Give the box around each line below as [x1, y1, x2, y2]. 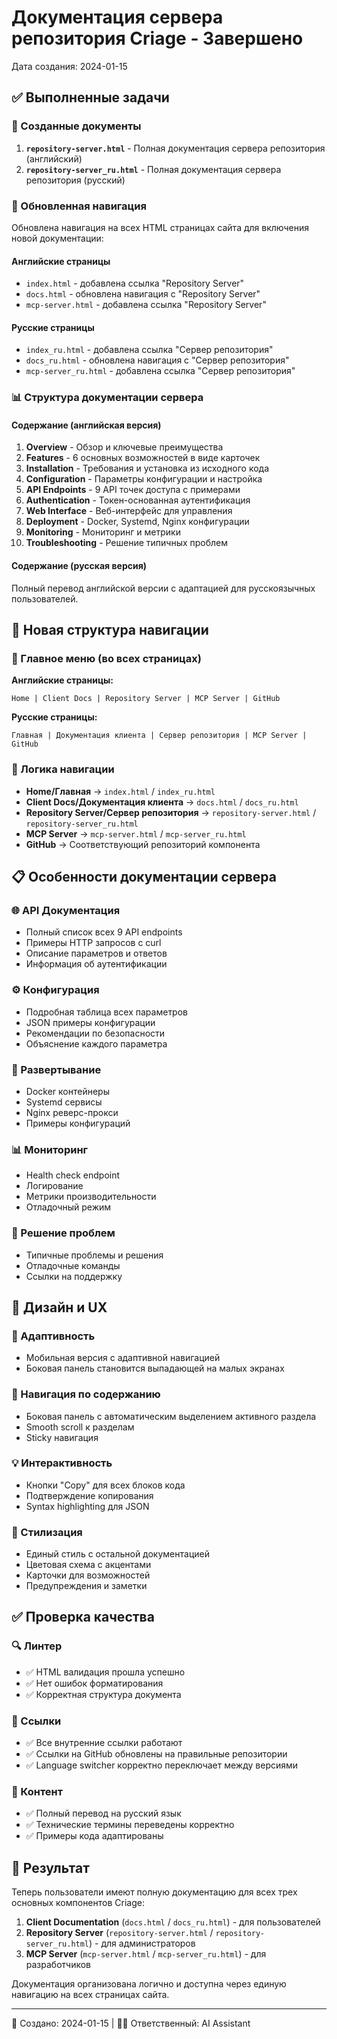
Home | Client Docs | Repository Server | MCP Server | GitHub [11, 694, 281, 704]
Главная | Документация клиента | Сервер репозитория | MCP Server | [11, 731, 308, 741]
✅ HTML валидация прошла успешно [25, 1666, 186, 1678]
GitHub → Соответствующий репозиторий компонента [25, 838, 261, 850]
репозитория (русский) [25, 174, 126, 186]
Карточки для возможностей [25, 1569, 151, 1581]
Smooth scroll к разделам [25, 1421, 135, 1433]
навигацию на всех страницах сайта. [11, 1989, 170, 2001]
